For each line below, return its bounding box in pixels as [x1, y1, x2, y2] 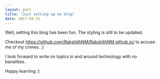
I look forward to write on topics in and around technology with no [5, 54, 137, 59]
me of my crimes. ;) [5, 44, 44, 50]
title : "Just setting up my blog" [5, 12, 75, 17]
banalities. [5, 59, 26, 65]
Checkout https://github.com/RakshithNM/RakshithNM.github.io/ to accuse [5, 39, 156, 45]
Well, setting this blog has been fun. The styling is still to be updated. [5, 30, 143, 36]
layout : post [5, 7, 32, 12]
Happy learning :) [5, 68, 40, 74]
